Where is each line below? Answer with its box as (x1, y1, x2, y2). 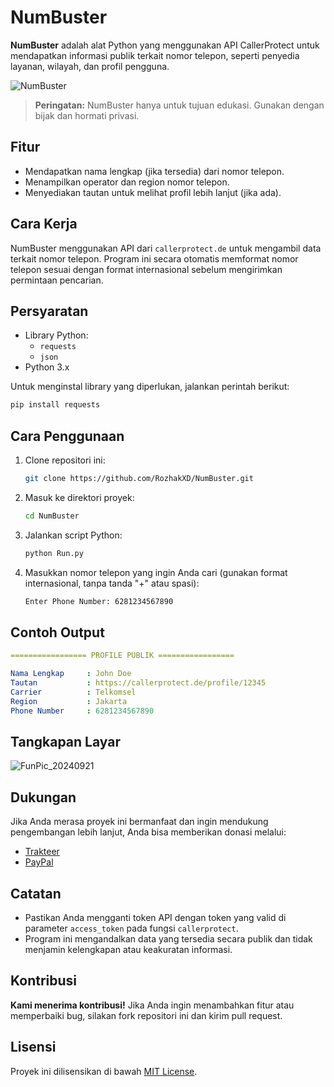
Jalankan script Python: (24, 529, 123, 541)
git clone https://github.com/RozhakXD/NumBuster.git (24, 474, 254, 484)
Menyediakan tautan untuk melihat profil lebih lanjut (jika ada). (24, 186, 282, 198)
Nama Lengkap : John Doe (10, 669, 132, 679)
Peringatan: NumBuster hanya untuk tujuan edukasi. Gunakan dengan (34, 99, 325, 111)
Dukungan (10, 789, 77, 806)
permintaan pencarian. (10, 274, 104, 286)
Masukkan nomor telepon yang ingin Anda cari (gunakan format (24, 566, 288, 578)
